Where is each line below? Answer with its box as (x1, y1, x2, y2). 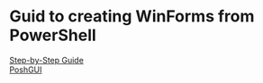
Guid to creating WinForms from (9, 6, 255, 27)
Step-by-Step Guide (9, 54, 84, 65)
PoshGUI (9, 64, 42, 75)
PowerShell (9, 25, 96, 46)
